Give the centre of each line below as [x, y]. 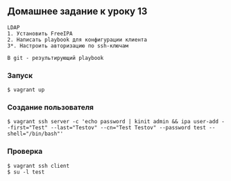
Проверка [25, 151]
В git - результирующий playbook [55, 58]
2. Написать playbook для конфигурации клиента [77, 40]
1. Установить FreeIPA [40, 33]
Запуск [20, 75]
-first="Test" [28, 128]
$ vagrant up [26, 90]
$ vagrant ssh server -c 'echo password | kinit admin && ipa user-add [113, 122]
